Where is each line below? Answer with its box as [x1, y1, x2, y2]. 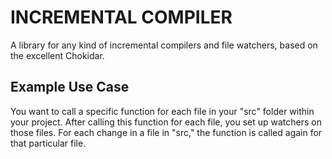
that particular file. [10, 137, 87, 149]
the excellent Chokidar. [10, 49, 105, 61]
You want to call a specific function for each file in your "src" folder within [10, 105, 315, 117]
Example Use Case [10, 79, 130, 96]
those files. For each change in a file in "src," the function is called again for [10, 126, 323, 138]
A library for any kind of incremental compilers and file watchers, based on [10, 39, 318, 51]
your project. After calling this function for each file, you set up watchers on [10, 116, 322, 128]
